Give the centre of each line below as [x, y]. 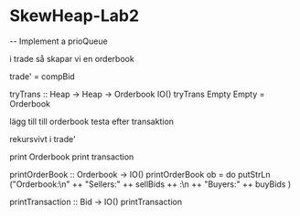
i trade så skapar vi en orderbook [72, 58]
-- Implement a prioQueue [59, 41]
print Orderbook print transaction [72, 157]
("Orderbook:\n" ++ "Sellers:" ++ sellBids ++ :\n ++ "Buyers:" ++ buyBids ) [150, 184]
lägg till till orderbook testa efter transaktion [92, 121]
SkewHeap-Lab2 [75, 16]
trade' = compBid [42, 76]
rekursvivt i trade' [43, 139]
